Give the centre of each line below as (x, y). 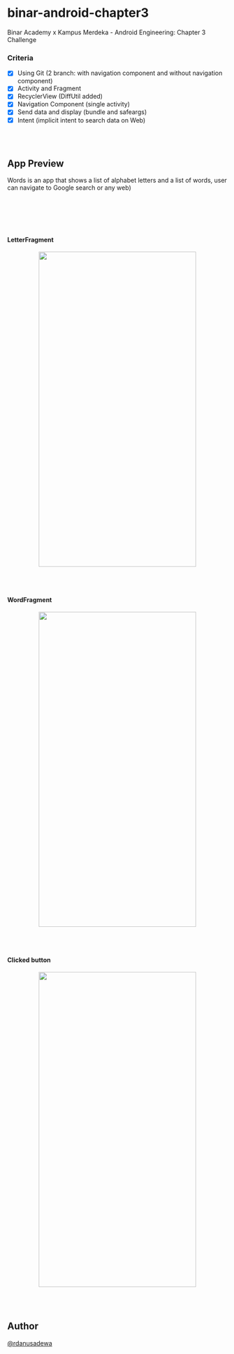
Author (23, 1326)
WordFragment (30, 600)
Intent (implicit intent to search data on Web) (81, 120)
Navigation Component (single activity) (74, 104)
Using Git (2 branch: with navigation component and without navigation (120, 73)
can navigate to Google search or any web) (69, 188)
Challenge (22, 39)
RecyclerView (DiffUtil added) (60, 97)
